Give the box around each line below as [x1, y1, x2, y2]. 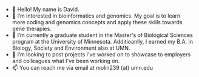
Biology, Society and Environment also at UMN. [12, 44, 130, 52]
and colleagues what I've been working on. [12, 58, 120, 64]
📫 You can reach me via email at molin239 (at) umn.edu [12, 64, 153, 71]
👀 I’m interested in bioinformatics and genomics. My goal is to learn [12, 12, 181, 19]
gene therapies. [12, 25, 52, 32]
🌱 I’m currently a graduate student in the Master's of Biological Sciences [12, 32, 193, 39]
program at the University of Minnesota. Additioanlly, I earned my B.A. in [12, 38, 193, 45]
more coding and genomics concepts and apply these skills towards [12, 19, 183, 25]
